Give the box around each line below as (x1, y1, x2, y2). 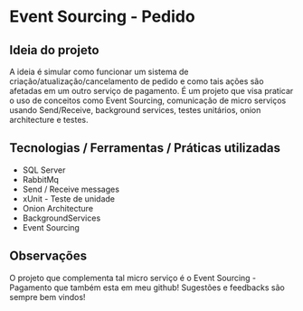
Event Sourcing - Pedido (9, 6, 196, 27)
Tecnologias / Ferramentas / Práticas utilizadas (9, 140, 280, 155)
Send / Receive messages (22, 184, 120, 194)
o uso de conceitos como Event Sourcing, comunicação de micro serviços (9, 95, 287, 106)
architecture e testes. (9, 115, 89, 125)
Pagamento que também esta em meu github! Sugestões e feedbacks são (9, 282, 285, 293)
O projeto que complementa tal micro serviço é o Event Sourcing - (9, 272, 257, 283)
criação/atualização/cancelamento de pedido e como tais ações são (9, 76, 264, 87)
